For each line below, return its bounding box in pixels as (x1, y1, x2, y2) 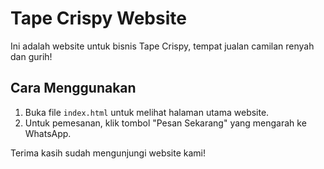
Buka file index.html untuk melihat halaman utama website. (24, 106, 270, 118)
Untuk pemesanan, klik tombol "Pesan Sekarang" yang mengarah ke (24, 117, 307, 129)
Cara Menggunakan (10, 80, 137, 97)
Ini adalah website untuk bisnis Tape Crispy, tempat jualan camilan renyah (10, 40, 315, 52)
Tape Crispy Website (10, 7, 187, 30)
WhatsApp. (24, 127, 72, 139)
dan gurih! (10, 50, 53, 62)
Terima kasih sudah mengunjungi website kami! (10, 147, 206, 159)
